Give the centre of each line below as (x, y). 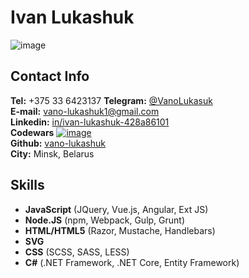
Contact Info (50, 76)
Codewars (32, 132)
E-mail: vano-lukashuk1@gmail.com (85, 111)
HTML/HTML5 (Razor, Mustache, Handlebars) (120, 230)
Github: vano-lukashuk (58, 143)
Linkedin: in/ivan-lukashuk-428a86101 (90, 122)
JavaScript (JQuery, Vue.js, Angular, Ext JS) (116, 209)
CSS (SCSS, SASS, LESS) (77, 252)
